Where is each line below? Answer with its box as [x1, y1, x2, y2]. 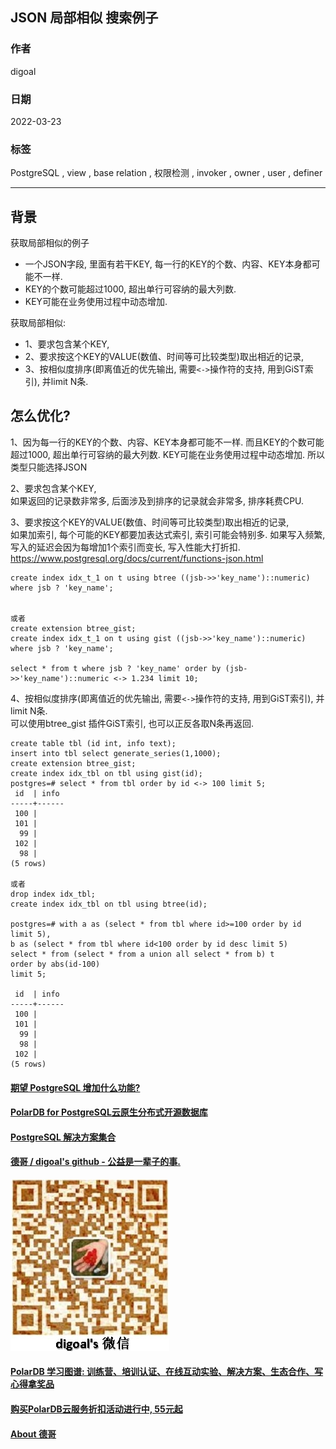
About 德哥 [10, 1428, 57, 1440]
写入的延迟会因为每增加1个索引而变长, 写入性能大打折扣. [10, 541, 241, 553]
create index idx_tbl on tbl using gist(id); [10, 768, 203, 778]
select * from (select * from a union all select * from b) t [10, 949, 275, 959]
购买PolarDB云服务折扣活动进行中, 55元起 [10, 1403, 183, 1415]
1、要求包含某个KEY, [24, 338, 110, 350]
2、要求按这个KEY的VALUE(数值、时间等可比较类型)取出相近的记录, [24, 351, 305, 363]
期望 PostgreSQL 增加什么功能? [10, 1081, 141, 1093]
